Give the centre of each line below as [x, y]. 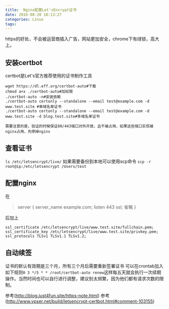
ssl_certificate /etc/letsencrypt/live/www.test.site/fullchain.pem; [80, 227]
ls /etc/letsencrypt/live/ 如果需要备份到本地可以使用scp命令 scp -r [78, 161]
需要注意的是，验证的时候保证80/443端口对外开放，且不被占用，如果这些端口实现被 [79, 127]
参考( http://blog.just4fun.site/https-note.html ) [52, 295]
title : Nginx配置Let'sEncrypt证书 [41, 10]
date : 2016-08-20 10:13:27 [33, 15]
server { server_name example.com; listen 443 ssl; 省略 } [77, 207]
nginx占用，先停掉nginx [28, 132]
